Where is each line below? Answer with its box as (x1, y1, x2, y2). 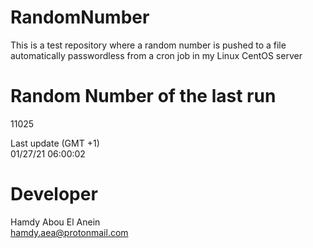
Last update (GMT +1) (10, 137, 100, 149)
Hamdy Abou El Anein (10, 216, 101, 228)
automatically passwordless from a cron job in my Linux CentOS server (10, 49, 303, 61)
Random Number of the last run (10, 85, 277, 108)
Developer (10, 183, 98, 206)
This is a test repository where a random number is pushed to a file (10, 39, 287, 51)
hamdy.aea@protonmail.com (10, 226, 129, 238)
